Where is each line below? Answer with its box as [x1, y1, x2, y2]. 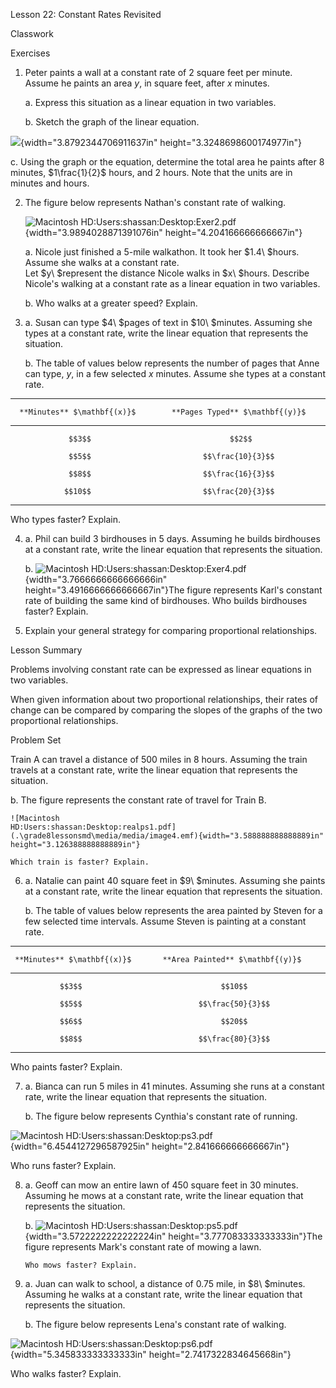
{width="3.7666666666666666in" [24, 574, 168, 585]
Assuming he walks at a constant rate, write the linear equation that [24, 1289, 303, 1300]
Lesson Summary [10, 644, 83, 656]
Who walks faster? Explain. [10, 1368, 122, 1379]
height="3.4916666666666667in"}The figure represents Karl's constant [24, 584, 323, 596]
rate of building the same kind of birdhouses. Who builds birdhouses [24, 595, 308, 606]
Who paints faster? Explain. [10, 1061, 123, 1073]
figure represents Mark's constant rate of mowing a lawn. [24, 1241, 262, 1253]
